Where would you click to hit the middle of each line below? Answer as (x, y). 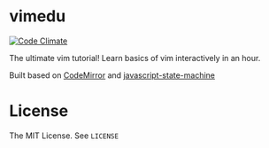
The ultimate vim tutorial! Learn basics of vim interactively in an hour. (135, 58)
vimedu (38, 16)
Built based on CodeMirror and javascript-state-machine (112, 75)
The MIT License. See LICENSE (64, 136)
